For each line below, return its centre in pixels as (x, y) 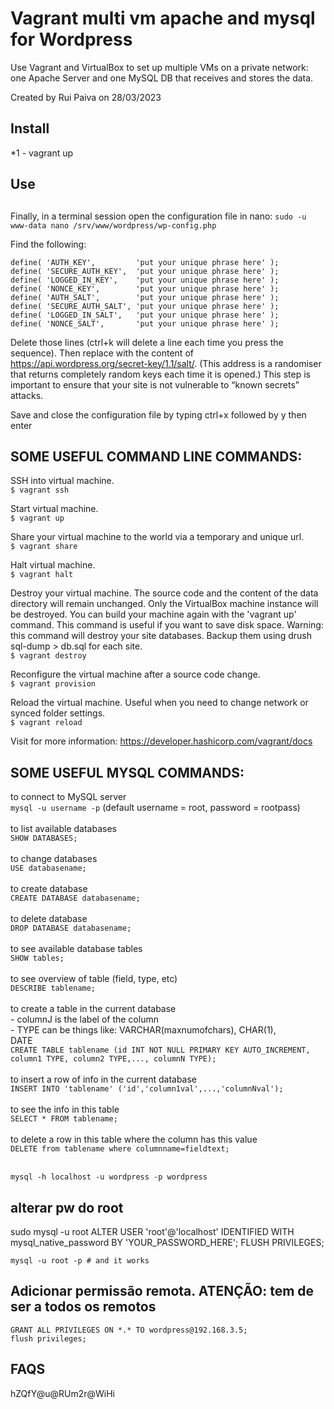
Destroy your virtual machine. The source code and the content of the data (164, 593)
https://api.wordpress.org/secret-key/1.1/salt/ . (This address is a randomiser (166, 363)
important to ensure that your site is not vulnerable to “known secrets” (155, 384)
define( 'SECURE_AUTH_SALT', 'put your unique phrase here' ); (145, 306)
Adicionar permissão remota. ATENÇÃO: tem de (162, 1291)
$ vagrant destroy (48, 656)
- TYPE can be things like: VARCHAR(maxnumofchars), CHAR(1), (143, 1030)
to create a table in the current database (93, 1009)
